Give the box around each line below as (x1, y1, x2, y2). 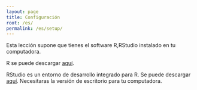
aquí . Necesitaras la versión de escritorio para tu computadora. (6, 77, 162, 85)
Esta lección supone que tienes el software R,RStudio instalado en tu (6, 42, 175, 49)
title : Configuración (6, 14, 60, 20)
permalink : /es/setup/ (6, 25, 63, 32)
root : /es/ (6, 20, 34, 26)
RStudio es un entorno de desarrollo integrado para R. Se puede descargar (6, 71, 191, 78)
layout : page (6, 8, 39, 15)
